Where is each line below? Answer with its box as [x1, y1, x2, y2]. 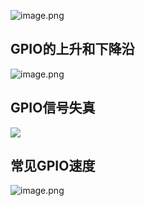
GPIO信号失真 [10, 100, 96, 117]
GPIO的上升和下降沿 [10, 41, 135, 58]
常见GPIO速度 [10, 158, 96, 175]
